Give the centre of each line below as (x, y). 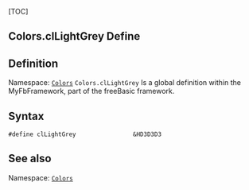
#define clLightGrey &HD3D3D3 (85, 134)
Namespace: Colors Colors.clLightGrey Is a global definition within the (124, 83)
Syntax (26, 116)
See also (30, 159)
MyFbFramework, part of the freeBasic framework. (91, 91)
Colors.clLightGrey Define (74, 36)
